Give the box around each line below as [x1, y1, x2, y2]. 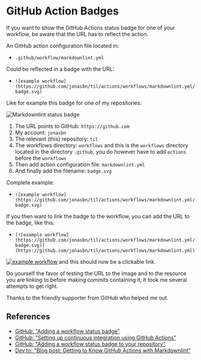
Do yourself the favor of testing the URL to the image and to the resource [6, 269, 187, 277]
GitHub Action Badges [6, 4, 119, 18]
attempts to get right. [6, 282, 58, 290]
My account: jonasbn [14, 129, 67, 136]
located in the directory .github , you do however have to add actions [14, 148, 187, 155]
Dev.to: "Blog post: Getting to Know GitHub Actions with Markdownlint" [14, 347, 191, 354]
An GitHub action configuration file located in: [6, 42, 119, 49]
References [6, 311, 50, 322]
